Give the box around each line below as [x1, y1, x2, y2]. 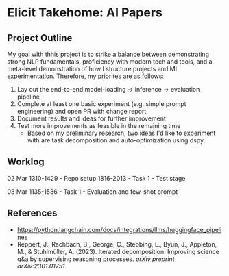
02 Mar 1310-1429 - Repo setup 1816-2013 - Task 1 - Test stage [7, 174, 186, 182]
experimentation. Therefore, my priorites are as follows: [7, 72, 165, 80]
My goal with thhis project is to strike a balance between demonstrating [7, 50, 209, 58]
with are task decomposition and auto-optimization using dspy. [27, 136, 206, 145]
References [7, 208, 58, 219]
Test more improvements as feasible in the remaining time [16, 122, 181, 129]
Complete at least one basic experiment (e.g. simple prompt [16, 100, 186, 108]
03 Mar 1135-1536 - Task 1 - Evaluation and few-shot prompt [7, 187, 178, 196]
